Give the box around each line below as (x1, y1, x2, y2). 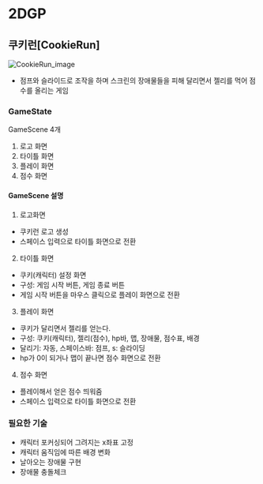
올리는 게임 (34, 86, 69, 95)
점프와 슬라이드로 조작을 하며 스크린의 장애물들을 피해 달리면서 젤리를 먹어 (19, 76, 248, 85)
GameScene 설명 (8, 190, 64, 200)
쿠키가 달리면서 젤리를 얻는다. (19, 323, 111, 332)
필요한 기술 (8, 418, 48, 429)
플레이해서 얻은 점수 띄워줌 (19, 386, 103, 396)
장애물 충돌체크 (19, 467, 67, 476)
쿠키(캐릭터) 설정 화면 (19, 270, 87, 280)
